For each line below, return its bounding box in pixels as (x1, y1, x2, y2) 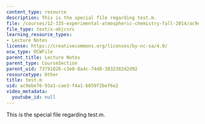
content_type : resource (6, 9, 67, 15)
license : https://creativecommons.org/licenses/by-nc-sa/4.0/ (6, 43, 168, 49)
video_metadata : (6, 89, 48, 95)
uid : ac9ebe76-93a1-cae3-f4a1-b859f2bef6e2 (6, 83, 119, 89)
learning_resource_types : (6, 32, 72, 38)
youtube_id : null (12, 94, 56, 100)
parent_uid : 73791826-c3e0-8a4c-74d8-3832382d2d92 (6, 65, 138, 72)
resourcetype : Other (6, 71, 59, 78)
